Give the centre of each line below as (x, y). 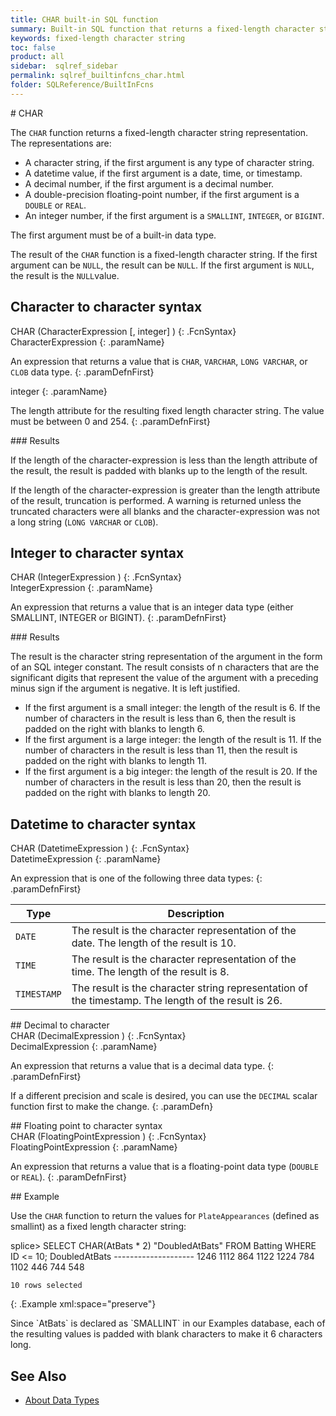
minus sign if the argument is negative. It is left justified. (125, 688)
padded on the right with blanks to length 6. (114, 729)
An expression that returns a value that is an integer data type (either (152, 607)
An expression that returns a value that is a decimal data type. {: (142, 1066)
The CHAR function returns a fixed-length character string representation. (159, 132)
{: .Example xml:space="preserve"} (83, 1304)
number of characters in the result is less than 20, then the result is (163, 782)
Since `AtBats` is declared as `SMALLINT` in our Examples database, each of (168, 1323)
